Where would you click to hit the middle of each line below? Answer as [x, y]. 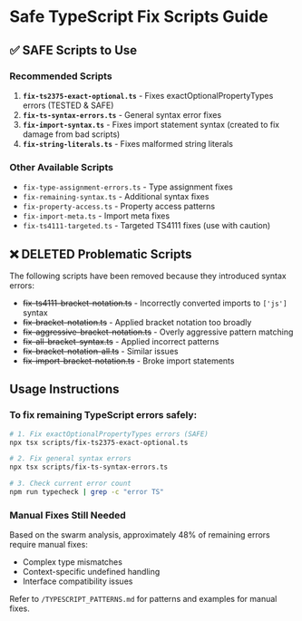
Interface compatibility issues [78, 581]
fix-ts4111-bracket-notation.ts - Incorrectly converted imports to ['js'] [155, 303]
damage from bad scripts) [71, 134]
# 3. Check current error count [70, 484]
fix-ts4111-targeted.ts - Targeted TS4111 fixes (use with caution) [146, 226]
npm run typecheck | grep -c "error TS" [87, 492]
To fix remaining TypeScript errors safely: [103, 415]
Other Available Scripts [61, 167]
